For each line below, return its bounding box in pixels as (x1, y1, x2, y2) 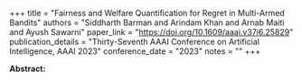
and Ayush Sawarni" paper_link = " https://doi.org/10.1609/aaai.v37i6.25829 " (9, 27, 294, 37)
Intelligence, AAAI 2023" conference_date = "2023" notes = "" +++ (9, 46, 260, 57)
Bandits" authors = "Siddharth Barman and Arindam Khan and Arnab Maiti (9, 17, 285, 28)
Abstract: (9, 63, 46, 74)
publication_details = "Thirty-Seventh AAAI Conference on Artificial (9, 36, 260, 47)
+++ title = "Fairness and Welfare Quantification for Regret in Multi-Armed (9, 8, 285, 18)
